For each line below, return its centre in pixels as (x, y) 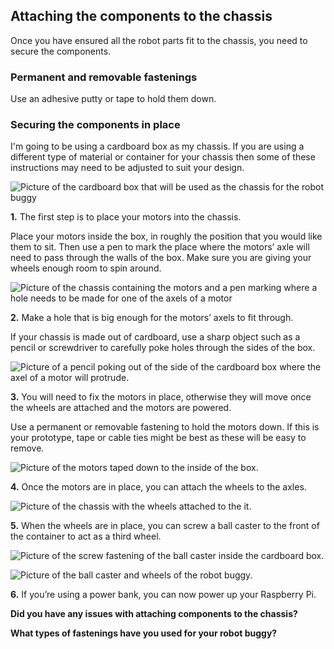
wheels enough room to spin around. (86, 268)
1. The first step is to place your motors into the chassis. (126, 217)
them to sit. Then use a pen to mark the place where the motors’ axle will (160, 247)
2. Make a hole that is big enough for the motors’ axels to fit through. (152, 318)
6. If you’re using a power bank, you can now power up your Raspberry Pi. (163, 595)
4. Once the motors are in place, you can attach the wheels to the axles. (158, 487)
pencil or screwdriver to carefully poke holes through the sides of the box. (163, 348)
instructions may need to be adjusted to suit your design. (127, 168)
